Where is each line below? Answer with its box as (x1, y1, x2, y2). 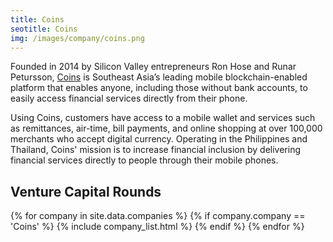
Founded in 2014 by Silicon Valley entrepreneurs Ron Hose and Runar (10, 61, 297, 73)
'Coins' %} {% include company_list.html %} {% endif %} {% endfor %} (10, 221, 305, 233)
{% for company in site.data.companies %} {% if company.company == (10, 210, 306, 222)
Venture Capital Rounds (10, 183, 162, 200)
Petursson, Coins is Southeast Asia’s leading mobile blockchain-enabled (10, 71, 308, 83)
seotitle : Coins (10, 24, 78, 34)
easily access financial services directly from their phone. (10, 92, 248, 105)
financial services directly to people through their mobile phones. (10, 154, 279, 166)
